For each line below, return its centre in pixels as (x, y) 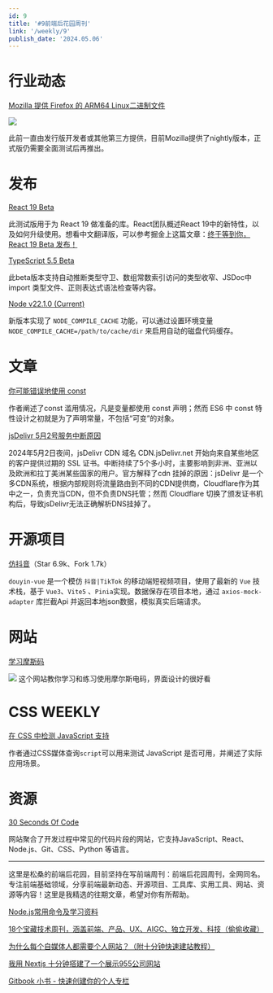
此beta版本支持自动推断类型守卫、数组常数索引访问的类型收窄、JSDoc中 (130, 278)
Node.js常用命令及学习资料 (54, 912)
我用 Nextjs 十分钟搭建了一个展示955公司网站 (84, 963)
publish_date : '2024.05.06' (56, 39)
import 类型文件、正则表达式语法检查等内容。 (84, 288)
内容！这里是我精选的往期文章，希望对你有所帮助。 (108, 894)
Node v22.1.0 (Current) (47, 304)
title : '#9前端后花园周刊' (50, 24)
